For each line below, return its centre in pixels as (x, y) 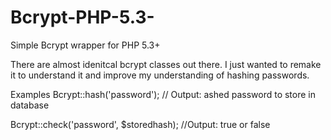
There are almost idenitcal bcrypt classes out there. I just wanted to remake (166, 64)
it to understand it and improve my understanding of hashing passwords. (160, 75)
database (30, 105)
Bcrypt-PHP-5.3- (82, 17)
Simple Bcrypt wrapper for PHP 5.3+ (85, 45)
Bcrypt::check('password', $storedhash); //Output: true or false (140, 124)
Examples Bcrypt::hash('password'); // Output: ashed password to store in (163, 94)
